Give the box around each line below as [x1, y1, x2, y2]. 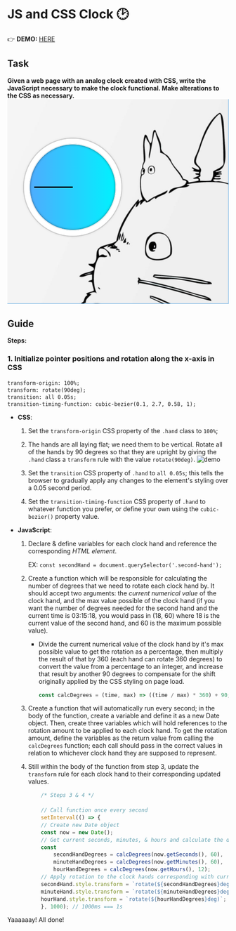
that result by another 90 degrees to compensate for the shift [38, 669, 216, 678]
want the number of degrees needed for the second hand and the [27, 604, 218, 612]
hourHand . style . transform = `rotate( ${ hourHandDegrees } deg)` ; [41, 895, 227, 903]
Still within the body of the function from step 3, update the [27, 762, 199, 771]
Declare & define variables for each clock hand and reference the [27, 539, 218, 548]
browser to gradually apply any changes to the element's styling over [27, 476, 229, 484]
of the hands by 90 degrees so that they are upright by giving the [27, 447, 217, 456]
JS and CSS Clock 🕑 [7, 6, 129, 22]
